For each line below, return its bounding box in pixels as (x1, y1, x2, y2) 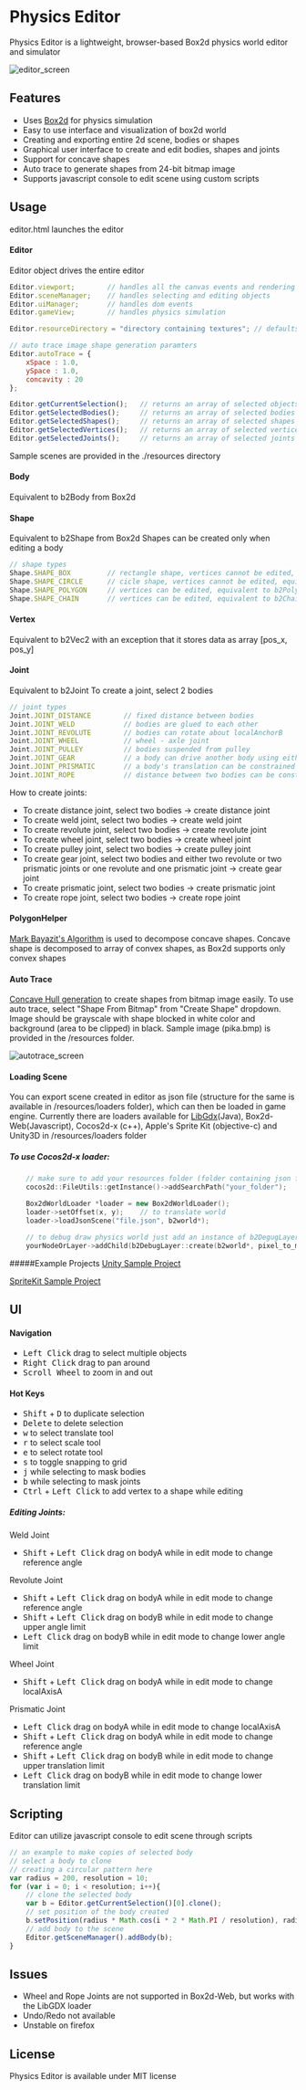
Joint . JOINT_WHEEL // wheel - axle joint (9, 737, 209, 746)
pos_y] (9, 644, 35, 655)
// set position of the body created (25, 1907, 169, 1917)
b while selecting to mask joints (22, 1476, 141, 1487)
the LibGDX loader (22, 2001, 92, 2011)
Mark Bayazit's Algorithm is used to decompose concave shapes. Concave (9, 933, 291, 944)
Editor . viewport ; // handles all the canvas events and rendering (9, 282, 296, 291)
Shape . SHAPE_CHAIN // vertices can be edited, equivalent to (9, 593, 271, 604)
